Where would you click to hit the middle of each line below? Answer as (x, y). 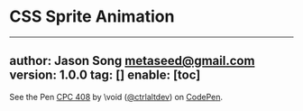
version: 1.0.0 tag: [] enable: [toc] (105, 75)
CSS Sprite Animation (92, 17)
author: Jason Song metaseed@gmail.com (132, 61)
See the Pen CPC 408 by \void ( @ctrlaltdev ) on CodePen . (116, 97)
